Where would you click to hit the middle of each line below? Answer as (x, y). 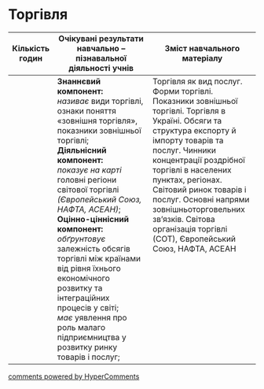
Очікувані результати (101, 39)
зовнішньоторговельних (199, 209)
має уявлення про (92, 317)
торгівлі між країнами (99, 258)
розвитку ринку (87, 346)
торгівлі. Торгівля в (189, 110)
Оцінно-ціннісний (93, 219)
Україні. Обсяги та (187, 120)
